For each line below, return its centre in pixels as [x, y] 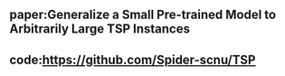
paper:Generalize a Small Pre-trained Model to [143, 15]
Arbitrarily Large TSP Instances [100, 29]
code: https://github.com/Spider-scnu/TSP [133, 59]
